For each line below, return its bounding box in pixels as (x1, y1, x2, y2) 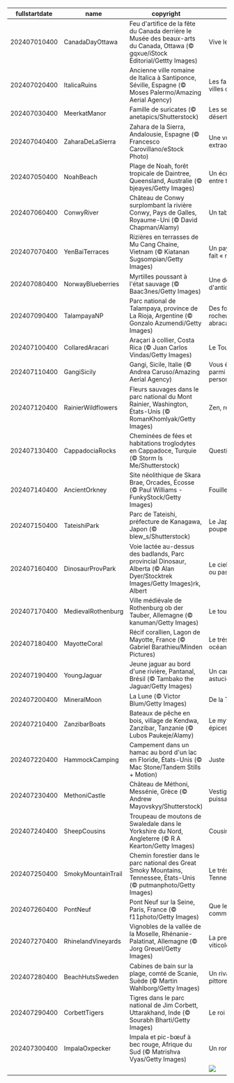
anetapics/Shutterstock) (129, 113, 199, 121)
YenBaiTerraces (63, 248, 109, 256)
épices (208, 724, 228, 732)
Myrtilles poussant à (129, 272, 188, 281)
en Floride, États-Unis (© (129, 756, 203, 763)
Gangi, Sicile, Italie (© (129, 360, 192, 369)
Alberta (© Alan (129, 564, 175, 572)
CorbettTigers (63, 1008, 104, 1017)
